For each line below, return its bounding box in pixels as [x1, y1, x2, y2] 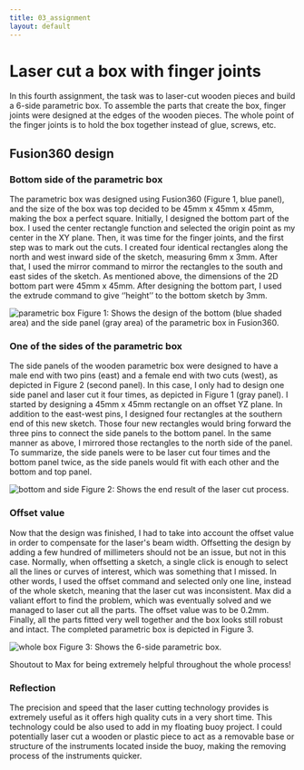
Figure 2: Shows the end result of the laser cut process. [81, 484, 289, 495]
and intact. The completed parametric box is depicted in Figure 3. [9, 623, 254, 635]
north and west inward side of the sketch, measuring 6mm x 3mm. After [9, 251, 279, 263]
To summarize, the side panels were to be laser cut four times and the [9, 447, 270, 458]
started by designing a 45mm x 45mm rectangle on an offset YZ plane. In [9, 399, 283, 410]
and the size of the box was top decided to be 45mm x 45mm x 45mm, [9, 203, 275, 214]
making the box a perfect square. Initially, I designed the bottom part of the [9, 213, 289, 224]
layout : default [9, 22, 71, 31]
